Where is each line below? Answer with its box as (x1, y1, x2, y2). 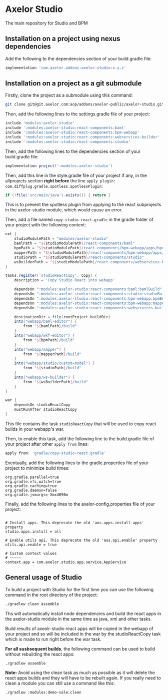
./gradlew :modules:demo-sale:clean (5, 690, 81, 695)
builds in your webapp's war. (5, 426, 64, 432)
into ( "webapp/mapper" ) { (14, 347, 66, 352)
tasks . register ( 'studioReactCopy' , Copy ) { (5, 273, 97, 278)
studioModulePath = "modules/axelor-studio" (14, 236, 108, 241)
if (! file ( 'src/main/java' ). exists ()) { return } (5, 192, 111, 198)
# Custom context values (5, 551, 57, 556)
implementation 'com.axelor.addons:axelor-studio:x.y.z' (5, 65, 126, 70)
